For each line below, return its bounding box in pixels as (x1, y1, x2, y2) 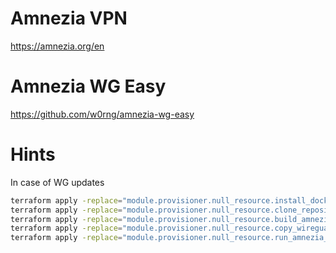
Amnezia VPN (10, 7, 128, 30)
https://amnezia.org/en (10, 40, 105, 52)
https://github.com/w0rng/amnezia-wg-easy (10, 108, 195, 120)
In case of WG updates (10, 176, 105, 188)
